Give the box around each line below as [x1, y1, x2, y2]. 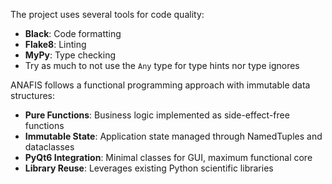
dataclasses [24, 141, 75, 153]
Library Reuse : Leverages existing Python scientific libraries [24, 162, 274, 174]
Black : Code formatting [24, 28, 122, 39]
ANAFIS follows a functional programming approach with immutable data [10, 79, 311, 91]
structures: [10, 90, 55, 101]
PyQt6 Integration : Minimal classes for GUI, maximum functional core [24, 152, 313, 163]
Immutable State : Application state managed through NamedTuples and [24, 130, 323, 142]
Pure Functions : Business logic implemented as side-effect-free [24, 109, 290, 121]
